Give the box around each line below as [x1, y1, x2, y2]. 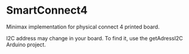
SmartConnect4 [6, 4, 88, 17]
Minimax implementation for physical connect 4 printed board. [6, 23, 160, 30]
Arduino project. [6, 41, 46, 48]
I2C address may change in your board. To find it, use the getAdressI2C [6, 34, 184, 42]
